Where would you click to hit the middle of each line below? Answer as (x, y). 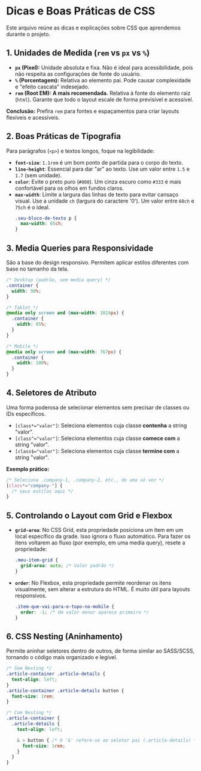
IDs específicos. (26, 413)
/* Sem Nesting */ (29, 668)
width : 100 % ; (33, 363)
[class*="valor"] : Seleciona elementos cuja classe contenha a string (101, 425)
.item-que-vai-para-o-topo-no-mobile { (65, 606)
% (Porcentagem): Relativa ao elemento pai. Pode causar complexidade (103, 80)
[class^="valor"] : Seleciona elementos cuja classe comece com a (98, 438)
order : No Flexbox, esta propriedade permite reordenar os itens (93, 583)
